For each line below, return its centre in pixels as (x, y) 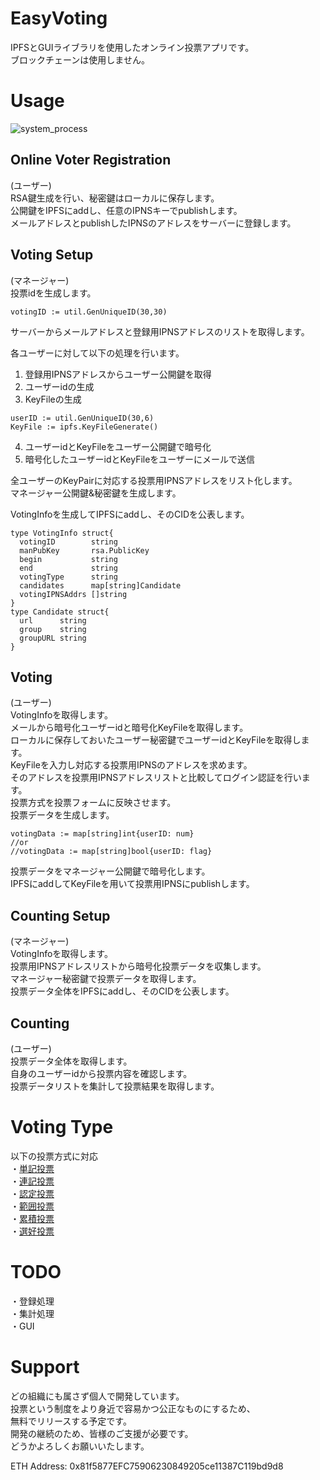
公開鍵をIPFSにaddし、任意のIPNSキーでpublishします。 (126, 210)
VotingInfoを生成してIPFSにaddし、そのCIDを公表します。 (130, 514)
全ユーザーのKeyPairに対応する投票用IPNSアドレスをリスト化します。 (154, 480)
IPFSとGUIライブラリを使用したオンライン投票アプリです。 (132, 47)
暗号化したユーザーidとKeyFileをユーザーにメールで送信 (140, 459)
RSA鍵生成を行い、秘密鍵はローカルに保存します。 (115, 198)
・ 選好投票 (32, 1231)
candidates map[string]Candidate (100, 585)
